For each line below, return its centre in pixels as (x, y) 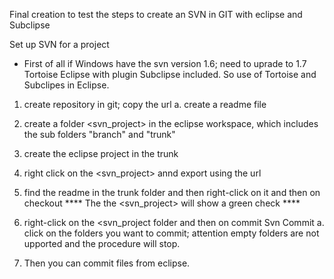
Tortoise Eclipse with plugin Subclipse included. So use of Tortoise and (170, 74)
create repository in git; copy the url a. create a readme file (145, 104)
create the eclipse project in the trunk (101, 153)
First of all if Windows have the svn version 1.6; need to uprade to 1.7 (165, 63)
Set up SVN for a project (59, 44)
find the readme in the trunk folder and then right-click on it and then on (172, 192)
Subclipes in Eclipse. (66, 85)
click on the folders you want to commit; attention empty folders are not (171, 233)
